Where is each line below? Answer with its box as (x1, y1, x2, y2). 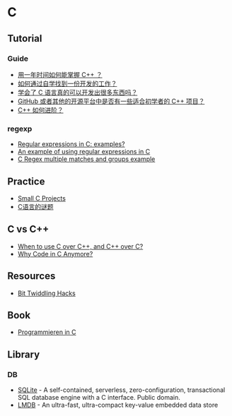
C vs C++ (7, 223, 50, 235)
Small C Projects (17, 194, 66, 202)
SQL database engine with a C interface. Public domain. (17, 393, 180, 402)
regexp (7, 124, 33, 133)
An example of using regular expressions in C (17, 148, 151, 156)
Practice (7, 175, 45, 187)
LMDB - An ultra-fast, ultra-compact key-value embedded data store (17, 400, 219, 410)
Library (7, 348, 40, 360)
